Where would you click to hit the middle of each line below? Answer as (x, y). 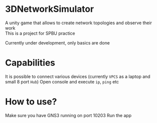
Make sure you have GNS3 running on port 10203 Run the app (68, 115)
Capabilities (30, 63)
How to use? (31, 102)
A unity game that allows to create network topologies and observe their (78, 23)
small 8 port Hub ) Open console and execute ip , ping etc (62, 82)
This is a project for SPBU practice (40, 33)
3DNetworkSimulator (50, 9)
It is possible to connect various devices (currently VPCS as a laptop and (78, 76)
